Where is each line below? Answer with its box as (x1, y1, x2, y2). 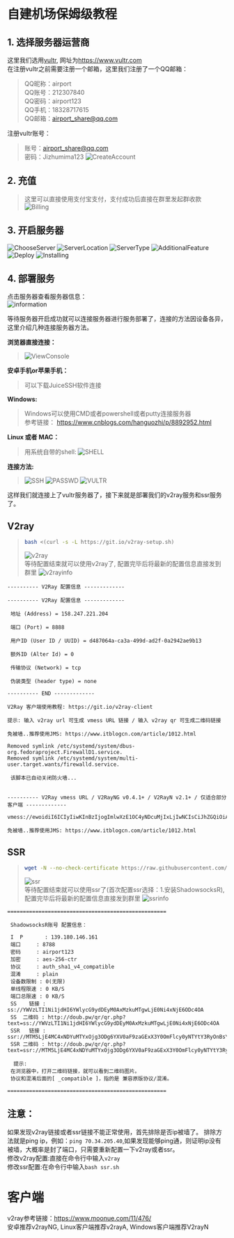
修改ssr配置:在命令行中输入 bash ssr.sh (7, 1162, 120, 1170)
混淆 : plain (10, 971, 58, 978)
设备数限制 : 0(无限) (10, 978, 66, 985)
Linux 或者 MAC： (7, 433, 60, 441)
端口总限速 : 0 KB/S (10, 993, 65, 1000)
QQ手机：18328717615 (24, 106, 89, 113)
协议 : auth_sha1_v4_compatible (10, 963, 115, 970)
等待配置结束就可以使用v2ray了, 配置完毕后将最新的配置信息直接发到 (24, 560, 221, 568)
